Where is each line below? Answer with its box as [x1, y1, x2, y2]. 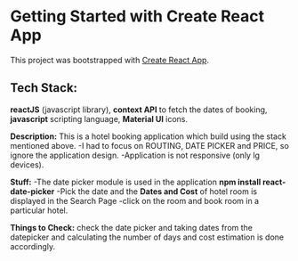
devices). [10, 159, 44, 170]
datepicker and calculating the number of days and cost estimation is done [10, 232, 284, 242]
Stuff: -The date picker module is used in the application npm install [10, 176, 262, 187]
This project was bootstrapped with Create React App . [10, 54, 210, 65]
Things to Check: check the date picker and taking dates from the [10, 222, 253, 232]
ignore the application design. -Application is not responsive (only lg [10, 150, 261, 160]
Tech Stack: [10, 80, 78, 95]
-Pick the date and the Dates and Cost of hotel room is [56, 185, 257, 197]
